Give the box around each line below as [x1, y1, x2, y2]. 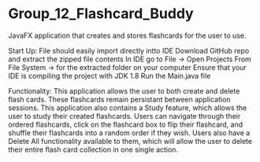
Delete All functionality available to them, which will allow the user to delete [8, 136, 253, 145]
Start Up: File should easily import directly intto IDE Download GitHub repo [8, 46, 250, 55]
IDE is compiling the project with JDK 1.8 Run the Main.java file [8, 71, 211, 80]
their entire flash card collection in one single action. [8, 145, 179, 154]
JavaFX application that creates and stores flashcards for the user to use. [8, 31, 247, 40]
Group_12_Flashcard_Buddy [8, 5, 195, 23]
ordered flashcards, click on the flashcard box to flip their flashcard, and [8, 120, 243, 129]
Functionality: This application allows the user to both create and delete [8, 86, 240, 95]
